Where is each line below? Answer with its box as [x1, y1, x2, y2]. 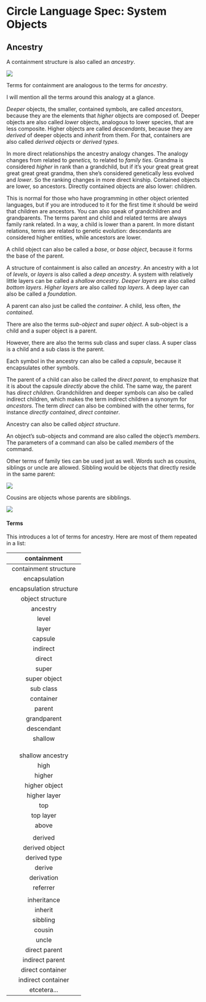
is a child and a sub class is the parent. [6, 345, 105, 353]
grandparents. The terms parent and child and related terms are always [6, 214, 187, 221]
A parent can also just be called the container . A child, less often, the [6, 302, 181, 309]
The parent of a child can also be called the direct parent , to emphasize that [6, 376, 199, 383]
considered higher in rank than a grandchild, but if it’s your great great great [6, 163, 199, 170]
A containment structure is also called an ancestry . [6, 58, 135, 65]
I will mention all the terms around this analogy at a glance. [6, 93, 156, 101]
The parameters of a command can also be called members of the [6, 439, 174, 446]
